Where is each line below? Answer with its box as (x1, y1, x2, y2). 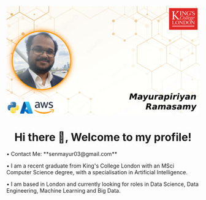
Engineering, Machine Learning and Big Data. (6, 187, 121, 194)
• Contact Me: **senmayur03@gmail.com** (6, 150, 118, 158)
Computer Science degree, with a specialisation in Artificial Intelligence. (6, 169, 188, 176)
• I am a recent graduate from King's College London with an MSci (6, 162, 175, 169)
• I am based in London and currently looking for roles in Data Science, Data (6, 180, 199, 188)
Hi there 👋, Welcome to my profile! (14, 130, 192, 144)
